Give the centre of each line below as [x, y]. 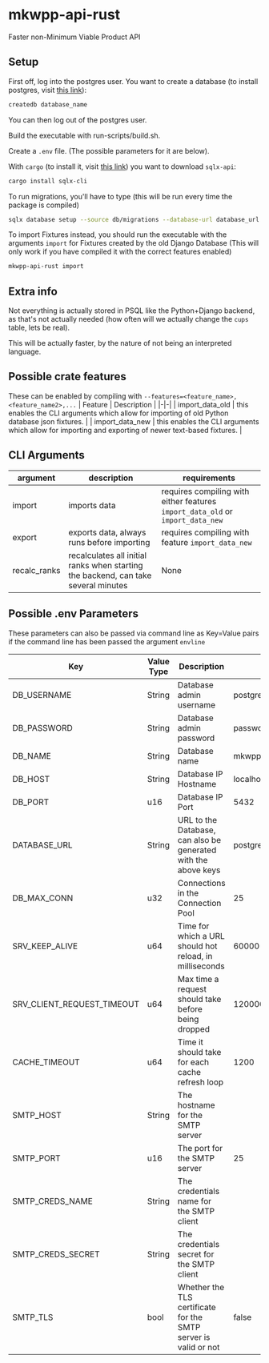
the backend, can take [110, 575]
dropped [194, 1028]
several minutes [98, 585]
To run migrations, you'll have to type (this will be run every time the [120, 196]
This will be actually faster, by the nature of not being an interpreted [120, 343]
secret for [196, 1254]
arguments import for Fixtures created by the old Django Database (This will [133, 243]
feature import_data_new [207, 542]
